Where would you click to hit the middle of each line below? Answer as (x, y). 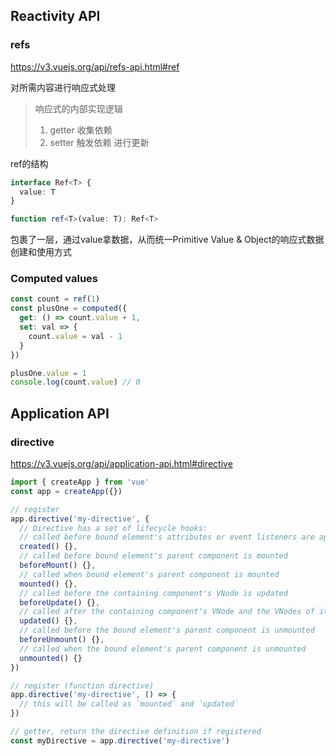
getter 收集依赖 (81, 130)
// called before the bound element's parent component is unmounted (167, 630)
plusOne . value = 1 (48, 373)
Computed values (54, 279)
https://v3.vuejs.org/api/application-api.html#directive (121, 464)
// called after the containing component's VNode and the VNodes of (167, 612)
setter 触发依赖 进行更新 (99, 142)
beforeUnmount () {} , (62, 640)
